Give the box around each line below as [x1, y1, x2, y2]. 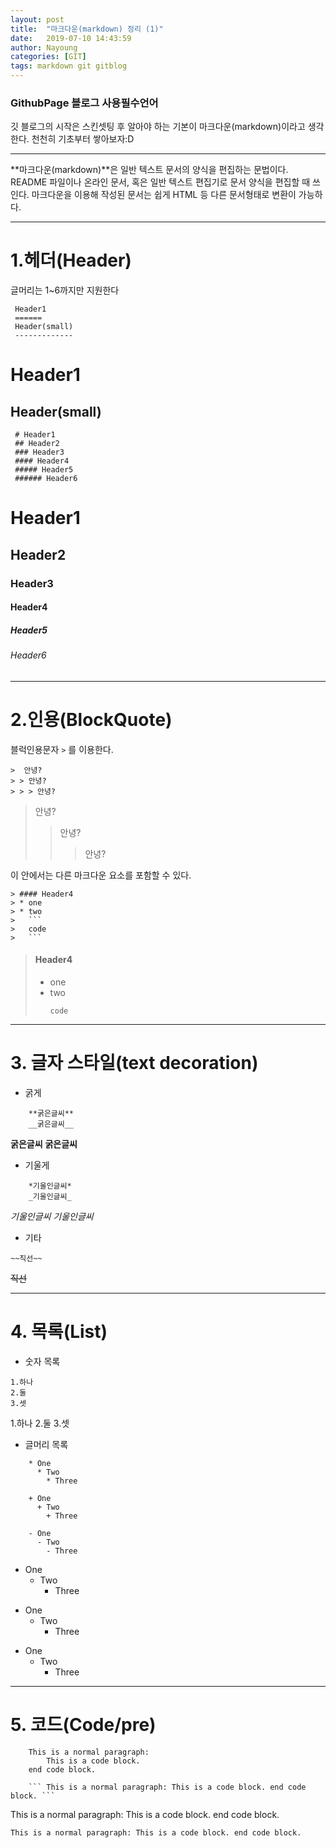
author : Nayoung [10, 42, 78, 53]
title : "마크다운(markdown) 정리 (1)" [10, 24, 164, 34]
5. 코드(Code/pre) [10, 1714, 157, 1736]
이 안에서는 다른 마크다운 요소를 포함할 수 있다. [10, 869, 192, 881]
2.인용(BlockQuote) [10, 709, 173, 731]
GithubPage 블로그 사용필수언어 [10, 96, 159, 110]
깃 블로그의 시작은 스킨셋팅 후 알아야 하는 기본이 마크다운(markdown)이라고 [10, 121, 306, 133]
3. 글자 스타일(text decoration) [10, 1052, 259, 1075]
